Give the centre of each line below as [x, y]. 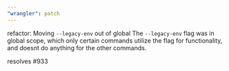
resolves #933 [28, 61]
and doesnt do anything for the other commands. [77, 48]
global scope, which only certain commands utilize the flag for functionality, [115, 40]
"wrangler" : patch [33, 13]
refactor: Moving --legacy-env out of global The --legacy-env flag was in [111, 33]
